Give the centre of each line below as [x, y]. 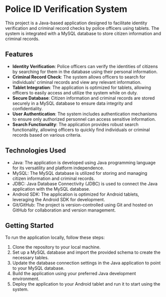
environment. [26, 279]
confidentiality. [28, 108]
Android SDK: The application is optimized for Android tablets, [76, 194]
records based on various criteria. [47, 135]
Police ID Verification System [66, 9]
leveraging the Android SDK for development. [59, 199]
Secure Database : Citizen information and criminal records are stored [83, 98]
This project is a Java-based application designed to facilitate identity [76, 23]
